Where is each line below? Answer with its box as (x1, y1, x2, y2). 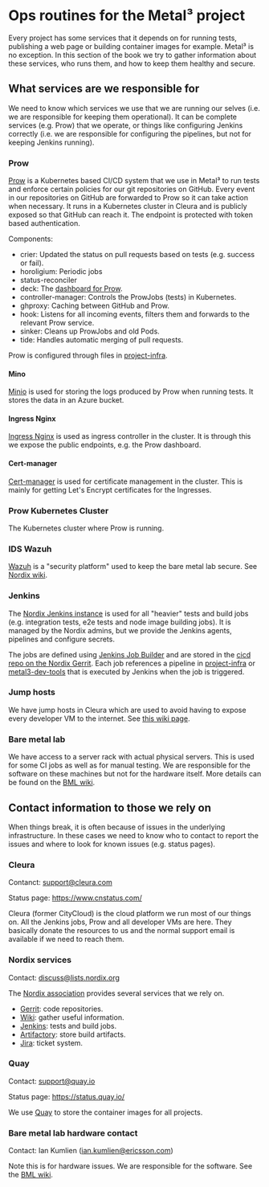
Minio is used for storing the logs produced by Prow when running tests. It (8, 387, 254, 396)
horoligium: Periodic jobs (19, 267, 103, 276)
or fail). (19, 258, 44, 268)
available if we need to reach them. (8, 935, 124, 944)
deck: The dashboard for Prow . (19, 284, 123, 293)
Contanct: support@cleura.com (8, 878, 112, 887)
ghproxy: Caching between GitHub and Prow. (19, 301, 170, 311)
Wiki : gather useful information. (19, 1012, 124, 1022)
